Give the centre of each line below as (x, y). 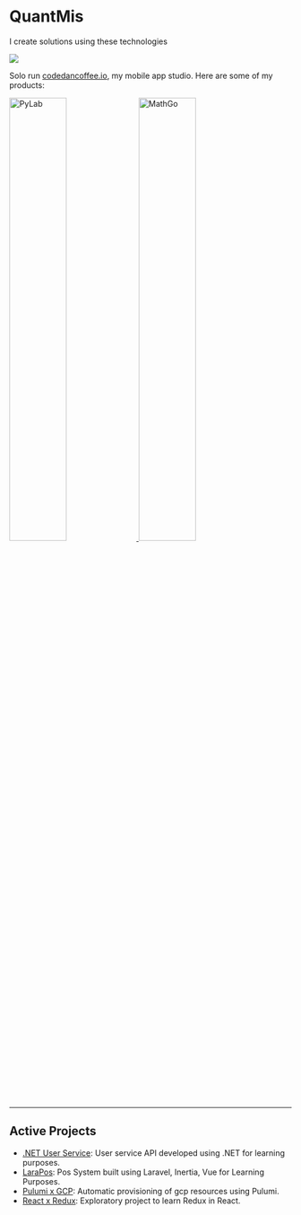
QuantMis (47, 17)
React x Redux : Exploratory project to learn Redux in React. (131, 1201)
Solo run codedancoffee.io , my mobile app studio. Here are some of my (141, 75)
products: (27, 85)
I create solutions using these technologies (89, 41)
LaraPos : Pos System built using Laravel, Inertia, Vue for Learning (143, 1172)
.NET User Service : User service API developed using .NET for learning (153, 1153)
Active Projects (53, 1131)
